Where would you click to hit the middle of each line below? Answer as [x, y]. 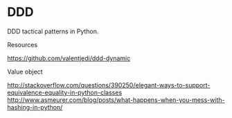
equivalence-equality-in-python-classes [65, 92]
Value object [25, 71]
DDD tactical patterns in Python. [53, 31]
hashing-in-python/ [35, 107]
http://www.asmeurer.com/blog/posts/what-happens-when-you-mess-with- [116, 100]
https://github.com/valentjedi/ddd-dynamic [69, 58]
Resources [23, 44]
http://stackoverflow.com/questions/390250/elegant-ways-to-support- [109, 85]
